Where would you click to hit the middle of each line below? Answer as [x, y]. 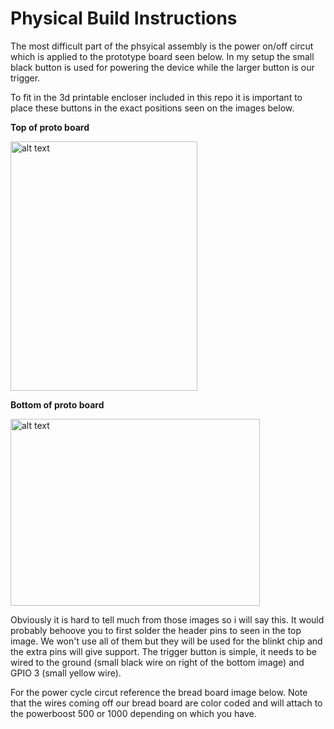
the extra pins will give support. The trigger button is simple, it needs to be [163, 651]
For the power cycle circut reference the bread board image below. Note [159, 692]
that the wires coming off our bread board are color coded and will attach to [166, 703]
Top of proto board [50, 127]
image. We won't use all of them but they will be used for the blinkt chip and [166, 641]
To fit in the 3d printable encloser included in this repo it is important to [156, 97]
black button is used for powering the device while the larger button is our [162, 67]
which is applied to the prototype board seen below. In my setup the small [162, 56]
